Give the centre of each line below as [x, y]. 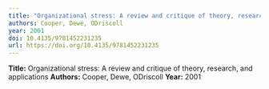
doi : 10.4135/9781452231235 [55, 38]
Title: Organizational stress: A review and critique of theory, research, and [131, 68]
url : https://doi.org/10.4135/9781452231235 [84, 46]
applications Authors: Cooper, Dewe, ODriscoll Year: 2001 [105, 77]
